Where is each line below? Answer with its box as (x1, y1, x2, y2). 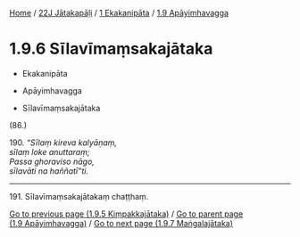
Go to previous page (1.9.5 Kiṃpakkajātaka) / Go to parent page (9, 208, 244, 219)
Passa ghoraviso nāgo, (9, 156, 96, 167)
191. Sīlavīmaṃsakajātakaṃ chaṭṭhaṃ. (9, 191, 149, 201)
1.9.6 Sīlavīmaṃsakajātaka (9, 39, 213, 59)
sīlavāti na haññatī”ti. (9, 165, 89, 176)
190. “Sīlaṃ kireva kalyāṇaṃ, (9, 137, 118, 148)
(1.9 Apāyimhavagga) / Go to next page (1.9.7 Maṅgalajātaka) (9, 217, 234, 228)
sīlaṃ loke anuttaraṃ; (9, 146, 90, 157)
